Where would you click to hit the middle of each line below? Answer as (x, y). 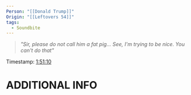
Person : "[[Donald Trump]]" (40, 11)
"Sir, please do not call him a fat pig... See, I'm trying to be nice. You (103, 44)
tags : (13, 22)
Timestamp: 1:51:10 (29, 62)
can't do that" (37, 51)
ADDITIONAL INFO (52, 85)
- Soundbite (26, 28)
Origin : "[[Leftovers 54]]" (40, 17)
